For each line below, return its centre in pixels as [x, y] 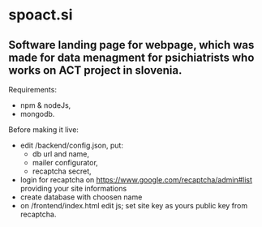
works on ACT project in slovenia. [95, 70]
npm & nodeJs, [45, 105]
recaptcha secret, [62, 171]
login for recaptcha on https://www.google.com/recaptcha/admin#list [136, 180]
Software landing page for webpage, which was [131, 45]
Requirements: [32, 90]
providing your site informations [73, 188]
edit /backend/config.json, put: [72, 145]
